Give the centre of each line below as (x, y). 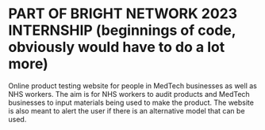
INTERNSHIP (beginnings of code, (122, 30)
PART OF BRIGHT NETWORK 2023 (123, 14)
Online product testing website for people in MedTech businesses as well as (133, 85)
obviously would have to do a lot (117, 47)
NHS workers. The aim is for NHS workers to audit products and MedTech (129, 94)
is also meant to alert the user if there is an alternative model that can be (127, 110)
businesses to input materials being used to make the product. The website (131, 102)
